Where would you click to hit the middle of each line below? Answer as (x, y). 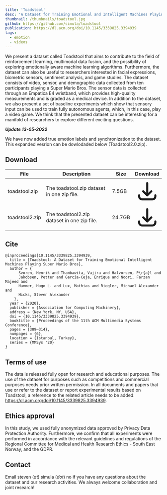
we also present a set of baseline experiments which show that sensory (79, 104)
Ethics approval (30, 416)
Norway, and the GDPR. (29, 449)
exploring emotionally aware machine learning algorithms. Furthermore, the (82, 67)
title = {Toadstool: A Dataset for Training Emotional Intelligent (81, 260)
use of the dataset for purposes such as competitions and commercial (77, 379)
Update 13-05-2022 (26, 129)
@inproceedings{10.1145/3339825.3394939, (49, 256)
